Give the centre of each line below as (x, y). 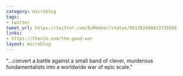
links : (14, 33)
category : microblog (31, 11)
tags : (13, 17)
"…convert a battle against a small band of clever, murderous (80, 61)
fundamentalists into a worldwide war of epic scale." (70, 67)
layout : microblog (28, 44)
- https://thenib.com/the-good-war (50, 39)
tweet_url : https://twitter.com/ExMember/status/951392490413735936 (91, 28)
